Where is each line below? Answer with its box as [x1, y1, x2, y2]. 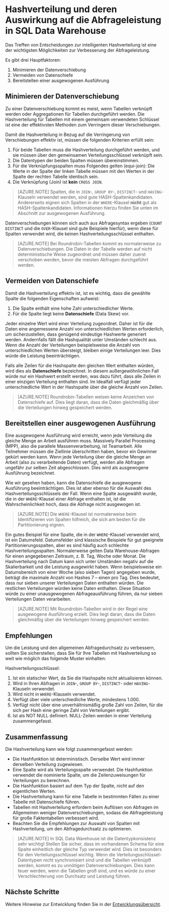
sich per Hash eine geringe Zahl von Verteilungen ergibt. [12, 707, 130, 713]
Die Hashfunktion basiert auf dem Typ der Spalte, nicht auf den [12, 783, 144, 789]
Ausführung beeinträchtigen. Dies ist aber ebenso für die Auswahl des [5, 485, 151, 491]
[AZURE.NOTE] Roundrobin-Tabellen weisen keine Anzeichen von [17, 393, 154, 400]
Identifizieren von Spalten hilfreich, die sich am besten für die [17, 517, 145, 523]
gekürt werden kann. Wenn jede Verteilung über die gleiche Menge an [5, 454, 151, 460]
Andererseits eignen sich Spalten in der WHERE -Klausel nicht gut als [17, 199, 157, 205]
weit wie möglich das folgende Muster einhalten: [5, 656, 106, 662]
